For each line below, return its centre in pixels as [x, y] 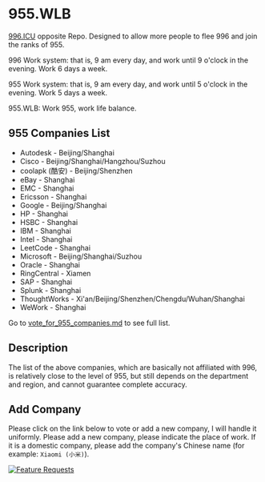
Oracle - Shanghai [50, 264]
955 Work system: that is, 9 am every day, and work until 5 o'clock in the [128, 84]
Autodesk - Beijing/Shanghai [67, 152]
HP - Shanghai [44, 214]
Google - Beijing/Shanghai [63, 205]
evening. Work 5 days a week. [58, 92]
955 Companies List [59, 133]
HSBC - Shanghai [49, 222]
